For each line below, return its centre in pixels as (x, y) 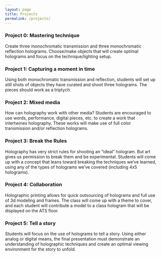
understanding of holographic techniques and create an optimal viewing (77, 244)
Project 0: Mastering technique (42, 35)
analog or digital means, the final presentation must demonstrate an (73, 239)
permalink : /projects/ (28, 18)
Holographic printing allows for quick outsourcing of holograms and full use (80, 195)
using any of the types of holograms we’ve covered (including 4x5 (71, 167)
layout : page (18, 9)
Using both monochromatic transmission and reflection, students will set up (80, 79)
